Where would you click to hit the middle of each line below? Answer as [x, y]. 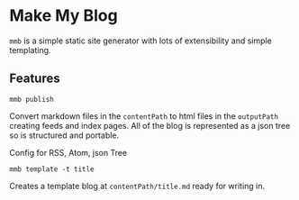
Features [35, 79]
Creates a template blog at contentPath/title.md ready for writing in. [137, 186]
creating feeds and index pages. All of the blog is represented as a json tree [150, 125]
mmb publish [32, 99]
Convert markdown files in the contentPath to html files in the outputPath [144, 116]
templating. [30, 50]
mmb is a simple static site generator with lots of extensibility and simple [140, 41]
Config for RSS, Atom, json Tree [68, 152]
